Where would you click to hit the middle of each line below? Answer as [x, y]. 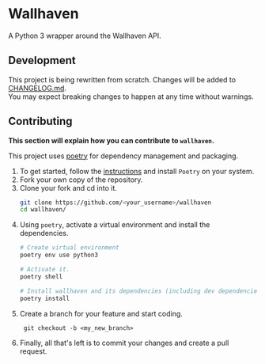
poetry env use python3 [59, 255]
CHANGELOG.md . [38, 88]
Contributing [40, 121]
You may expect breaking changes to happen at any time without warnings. [131, 97]
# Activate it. [45, 270]
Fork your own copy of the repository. [81, 180]
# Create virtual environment [70, 248]
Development [42, 61]
